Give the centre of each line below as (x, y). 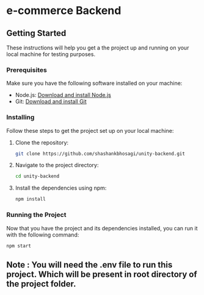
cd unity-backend (37, 176)
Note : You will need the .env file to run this (89, 265)
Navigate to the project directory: (57, 165)
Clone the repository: (42, 142)
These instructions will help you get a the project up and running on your (98, 48)
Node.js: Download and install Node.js (63, 95)
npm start (19, 246)
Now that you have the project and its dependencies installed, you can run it (102, 228)
